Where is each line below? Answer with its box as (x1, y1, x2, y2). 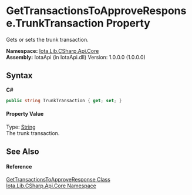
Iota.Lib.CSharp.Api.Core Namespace (6, 182, 97, 189)
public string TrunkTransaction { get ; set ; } (6, 97, 122, 103)
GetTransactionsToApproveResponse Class (6, 176, 110, 183)
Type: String (6, 123, 36, 130)
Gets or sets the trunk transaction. (6, 36, 89, 43)
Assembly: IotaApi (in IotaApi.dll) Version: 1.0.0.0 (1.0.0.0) (6, 53, 146, 60)
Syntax (6, 70, 33, 80)
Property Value (6, 110, 44, 117)
